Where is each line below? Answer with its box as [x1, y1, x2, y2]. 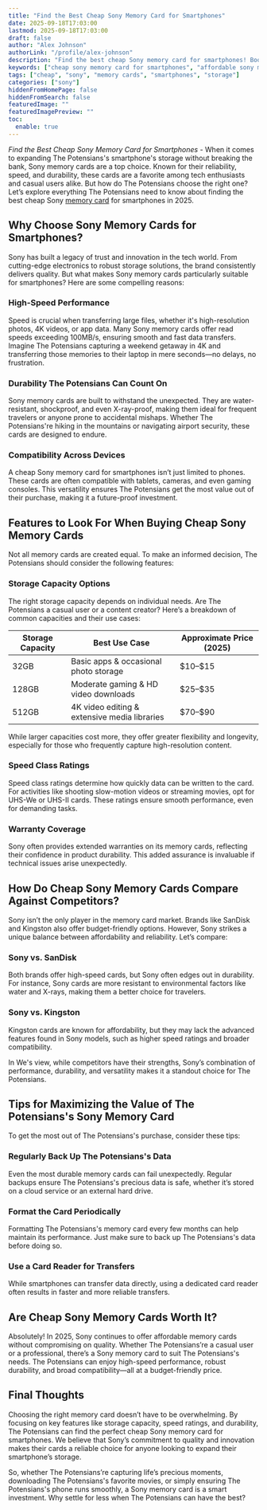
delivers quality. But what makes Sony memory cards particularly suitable [8, 269, 249, 279]
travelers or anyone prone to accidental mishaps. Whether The [8, 413, 213, 422]
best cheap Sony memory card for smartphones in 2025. [8, 195, 195, 205]
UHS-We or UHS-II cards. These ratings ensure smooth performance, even [8, 794, 254, 805]
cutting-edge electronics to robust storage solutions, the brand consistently [8, 261, 256, 270]
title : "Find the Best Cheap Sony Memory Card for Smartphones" [8, 11, 226, 20]
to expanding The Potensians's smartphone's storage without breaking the [8, 153, 253, 163]
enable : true [15, 123, 59, 131]
